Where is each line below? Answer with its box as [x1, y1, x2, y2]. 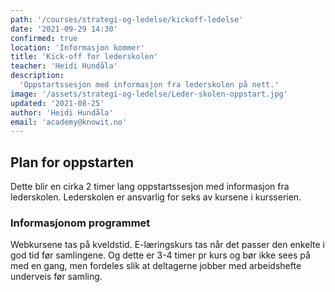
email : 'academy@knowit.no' [10, 117, 128, 127]
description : [10, 71, 65, 81]
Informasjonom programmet [10, 216, 151, 230]
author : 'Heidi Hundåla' [10, 107, 114, 118]
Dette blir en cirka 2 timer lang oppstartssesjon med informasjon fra [10, 181, 290, 193]
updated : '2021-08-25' [10, 98, 105, 108]
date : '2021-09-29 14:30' [10, 24, 118, 34]
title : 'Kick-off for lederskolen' [10, 52, 159, 62]
